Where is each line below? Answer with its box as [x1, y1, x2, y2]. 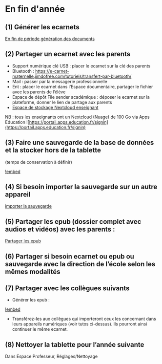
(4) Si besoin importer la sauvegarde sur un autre [5, 183, 158, 191]
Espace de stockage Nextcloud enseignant [12, 104, 99, 110]
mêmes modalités [5, 267, 61, 276]
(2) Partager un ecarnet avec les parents [5, 50, 131, 58]
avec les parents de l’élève [12, 89, 66, 95]
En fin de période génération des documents [5, 36, 95, 42]
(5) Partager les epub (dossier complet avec [5, 217, 142, 226]
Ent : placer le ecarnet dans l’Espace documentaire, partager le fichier [12, 84, 153, 89]
